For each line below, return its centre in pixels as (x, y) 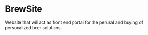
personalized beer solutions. (34, 27)
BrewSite (24, 9)
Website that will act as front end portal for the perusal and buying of (74, 22)
